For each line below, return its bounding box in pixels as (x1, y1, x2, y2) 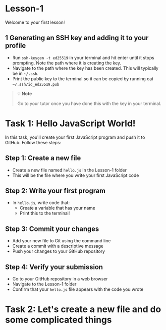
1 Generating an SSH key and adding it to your (5, 34, 149, 42)
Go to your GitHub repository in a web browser (12, 275, 108, 281)
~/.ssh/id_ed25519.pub (12, 82, 59, 87)
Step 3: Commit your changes (5, 224, 99, 233)
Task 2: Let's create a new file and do (5, 304, 161, 315)
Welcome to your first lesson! (5, 19, 65, 25)
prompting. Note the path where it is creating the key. (12, 60, 121, 66)
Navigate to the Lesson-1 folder (12, 281, 77, 287)
